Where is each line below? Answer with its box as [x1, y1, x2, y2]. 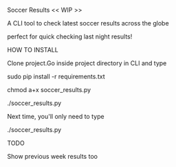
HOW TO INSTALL [7, 46, 58, 54]
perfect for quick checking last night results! [7, 32, 133, 41]
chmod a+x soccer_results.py [7, 86, 91, 93]
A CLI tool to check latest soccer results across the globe [7, 19, 170, 27]
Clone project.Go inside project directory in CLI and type [7, 59, 167, 67]
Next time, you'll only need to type [7, 113, 104, 120]
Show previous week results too [7, 153, 98, 160]
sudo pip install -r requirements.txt [7, 72, 105, 80]
